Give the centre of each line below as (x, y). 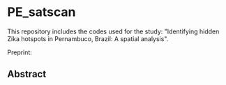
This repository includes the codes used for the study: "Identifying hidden (113, 31)
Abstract (27, 74)
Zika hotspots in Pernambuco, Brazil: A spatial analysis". (88, 38)
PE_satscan (42, 12)
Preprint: (20, 52)
